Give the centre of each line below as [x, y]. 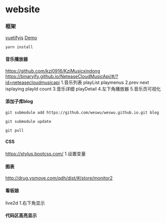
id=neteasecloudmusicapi [33, 82]
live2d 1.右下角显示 [25, 203]
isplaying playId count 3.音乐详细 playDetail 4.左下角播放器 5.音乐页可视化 [83, 88]
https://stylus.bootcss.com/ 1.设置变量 [46, 154]
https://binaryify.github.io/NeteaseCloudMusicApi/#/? [62, 76]
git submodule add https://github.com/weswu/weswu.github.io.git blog [82, 113]
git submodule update [28, 121]
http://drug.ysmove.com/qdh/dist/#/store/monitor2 [59, 178]
